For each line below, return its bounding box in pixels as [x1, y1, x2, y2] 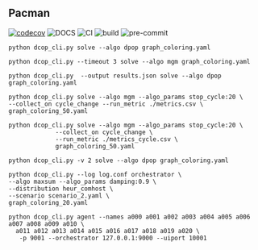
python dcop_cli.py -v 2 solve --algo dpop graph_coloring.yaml [8, 156, 229, 165]
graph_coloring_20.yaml [8, 198, 89, 206]
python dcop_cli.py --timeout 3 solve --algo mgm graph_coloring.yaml [8, 57, 251, 65]
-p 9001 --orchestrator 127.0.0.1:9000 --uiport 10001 [19, 234, 207, 242]
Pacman [8, 6, 51, 20]
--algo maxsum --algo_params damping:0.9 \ [8, 177, 157, 185]
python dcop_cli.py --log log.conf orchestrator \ [8, 170, 182, 178]
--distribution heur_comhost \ [8, 185, 114, 193]
